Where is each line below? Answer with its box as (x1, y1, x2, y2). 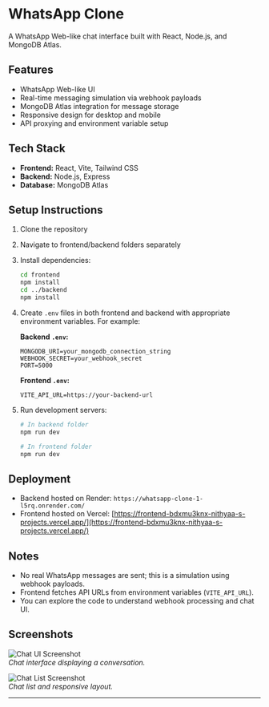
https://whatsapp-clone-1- (113, 495, 204, 503)
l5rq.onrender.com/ (19, 502, 86, 510)
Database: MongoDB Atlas (19, 180, 109, 189)
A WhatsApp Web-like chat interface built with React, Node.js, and (8, 31, 227, 41)
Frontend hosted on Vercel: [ (19, 509, 114, 519)
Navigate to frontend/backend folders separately (19, 240, 182, 249)
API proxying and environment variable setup (19, 118, 169, 128)
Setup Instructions (8, 203, 103, 216)
